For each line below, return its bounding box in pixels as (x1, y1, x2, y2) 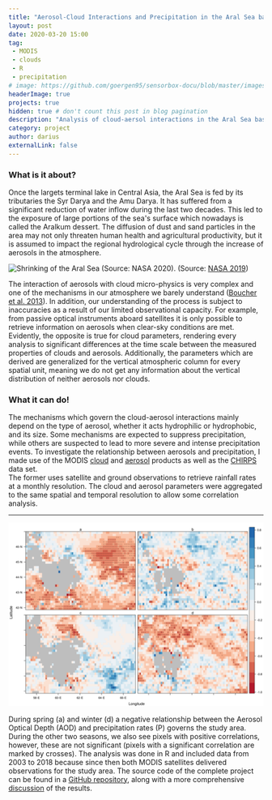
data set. (8, 464, 38, 474)
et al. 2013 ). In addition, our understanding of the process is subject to (8, 297, 243, 306)
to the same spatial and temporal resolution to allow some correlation (8, 490, 239, 500)
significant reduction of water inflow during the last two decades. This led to (8, 205, 263, 215)
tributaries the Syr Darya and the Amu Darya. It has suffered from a (8, 196, 232, 206)
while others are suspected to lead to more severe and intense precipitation (8, 439, 261, 448)
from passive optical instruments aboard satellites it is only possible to (8, 314, 243, 323)
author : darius (8, 133, 60, 141)
